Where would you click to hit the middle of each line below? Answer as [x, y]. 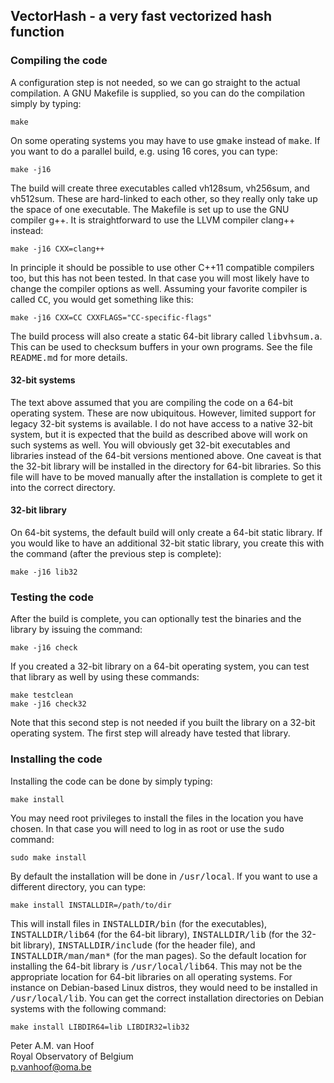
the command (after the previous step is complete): [116, 554]
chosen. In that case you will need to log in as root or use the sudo [147, 828]
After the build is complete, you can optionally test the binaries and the [156, 619]
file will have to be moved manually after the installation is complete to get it [166, 476]
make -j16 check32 [48, 704]
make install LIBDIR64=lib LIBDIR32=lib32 [100, 1027]
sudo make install [48, 857]
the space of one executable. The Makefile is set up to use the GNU [150, 209]
